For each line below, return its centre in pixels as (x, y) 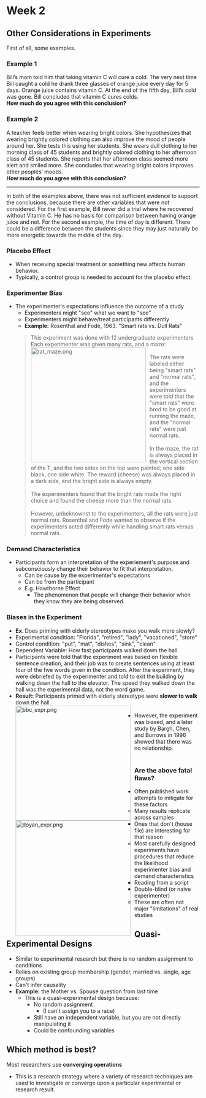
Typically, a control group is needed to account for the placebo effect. (103, 277)
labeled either (167, 364)
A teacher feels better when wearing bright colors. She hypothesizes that (99, 132)
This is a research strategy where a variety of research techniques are (104, 1076)
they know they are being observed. (79, 601)
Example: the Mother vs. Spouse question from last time (86, 991)
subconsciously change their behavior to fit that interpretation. (94, 569)
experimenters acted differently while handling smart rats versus (112, 527)
